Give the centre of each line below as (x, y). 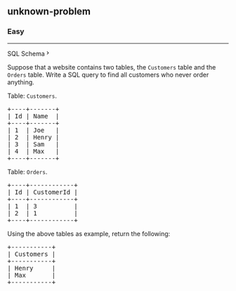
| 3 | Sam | (33, 144)
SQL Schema (26, 53)
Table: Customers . (32, 96)
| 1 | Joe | (33, 130)
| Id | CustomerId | (43, 192)
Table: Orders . (27, 172)
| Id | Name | (33, 116)
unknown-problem (49, 12)
